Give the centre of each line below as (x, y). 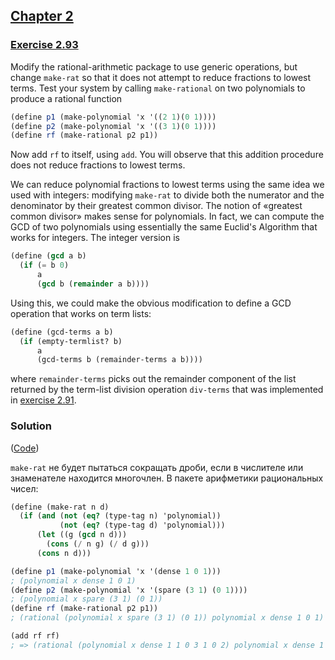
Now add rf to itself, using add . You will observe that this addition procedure (167, 155)
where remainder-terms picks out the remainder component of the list (153, 379)
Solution (31, 426)
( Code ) (25, 448)
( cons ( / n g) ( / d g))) (98, 544)
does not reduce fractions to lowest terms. (98, 165)
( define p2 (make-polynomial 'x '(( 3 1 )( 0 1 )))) (113, 126)
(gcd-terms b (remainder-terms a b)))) (119, 360)
